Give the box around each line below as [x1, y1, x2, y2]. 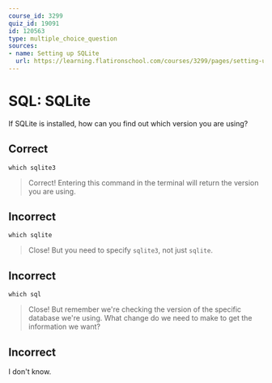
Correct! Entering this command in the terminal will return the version [28, 177, 259, 187]
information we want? [28, 321, 101, 332]
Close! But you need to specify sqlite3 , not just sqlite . [28, 245, 213, 255]
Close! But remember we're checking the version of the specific [28, 304, 241, 314]
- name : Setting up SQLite [8, 49, 100, 57]
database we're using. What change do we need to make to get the [28, 313, 253, 323]
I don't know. [8, 367, 52, 377]
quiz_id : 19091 [8, 19, 60, 28]
